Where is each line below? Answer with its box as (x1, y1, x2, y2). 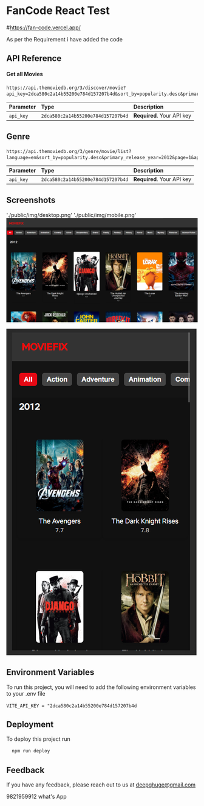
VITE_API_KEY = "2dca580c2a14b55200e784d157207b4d (6, 702, 137, 709)
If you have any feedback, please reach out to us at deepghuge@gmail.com (6, 781, 196, 788)
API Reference (6, 53, 62, 64)
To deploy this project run (6, 735, 71, 743)
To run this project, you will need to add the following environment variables (6, 683, 196, 691)
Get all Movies (6, 70, 44, 77)
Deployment (6, 719, 54, 730)
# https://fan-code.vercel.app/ (6, 24, 81, 31)
